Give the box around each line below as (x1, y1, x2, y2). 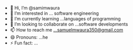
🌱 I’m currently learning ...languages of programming (10, 16, 121, 21)
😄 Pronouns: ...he (10, 34, 48, 40)
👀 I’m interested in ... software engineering (10, 10, 99, 16)
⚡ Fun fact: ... (10, 40, 38, 46)
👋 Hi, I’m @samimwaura (10, 5, 60, 11)
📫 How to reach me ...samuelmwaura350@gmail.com (10, 27, 123, 33)
